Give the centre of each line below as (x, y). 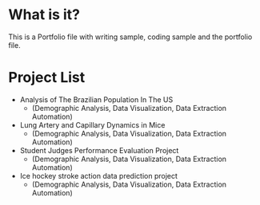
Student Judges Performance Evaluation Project (99, 150)
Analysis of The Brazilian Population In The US (96, 99)
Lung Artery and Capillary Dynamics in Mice (92, 124)
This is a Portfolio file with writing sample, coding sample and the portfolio (130, 37)
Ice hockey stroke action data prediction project (99, 175)
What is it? (44, 15)
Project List (47, 78)
